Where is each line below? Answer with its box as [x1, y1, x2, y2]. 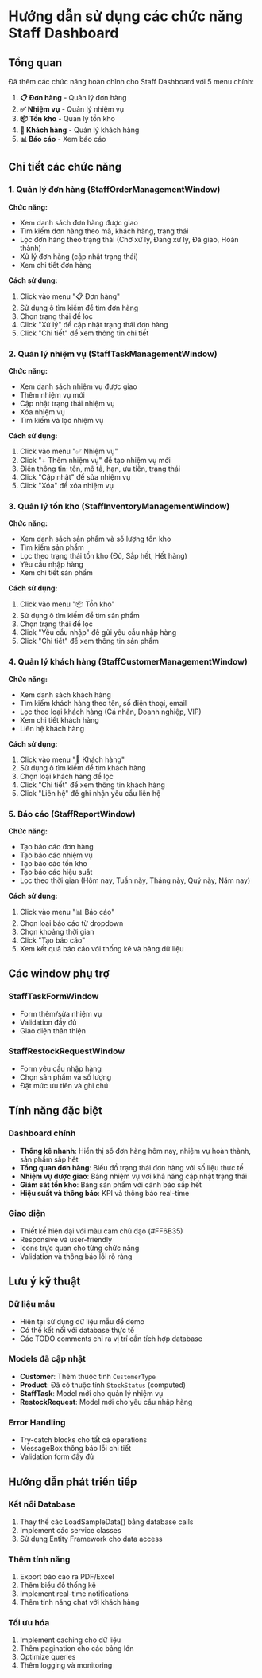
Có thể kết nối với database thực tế [19, 1325, 135, 1335]
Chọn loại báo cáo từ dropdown [19, 918, 124, 927]
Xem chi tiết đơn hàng [19, 260, 92, 269]
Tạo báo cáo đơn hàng [19, 841, 94, 851]
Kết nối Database [8, 1499, 76, 1510]
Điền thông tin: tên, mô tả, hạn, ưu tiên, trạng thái [19, 464, 181, 473]
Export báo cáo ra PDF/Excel [19, 1572, 114, 1582]
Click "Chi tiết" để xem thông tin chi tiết [19, 328, 149, 338]
